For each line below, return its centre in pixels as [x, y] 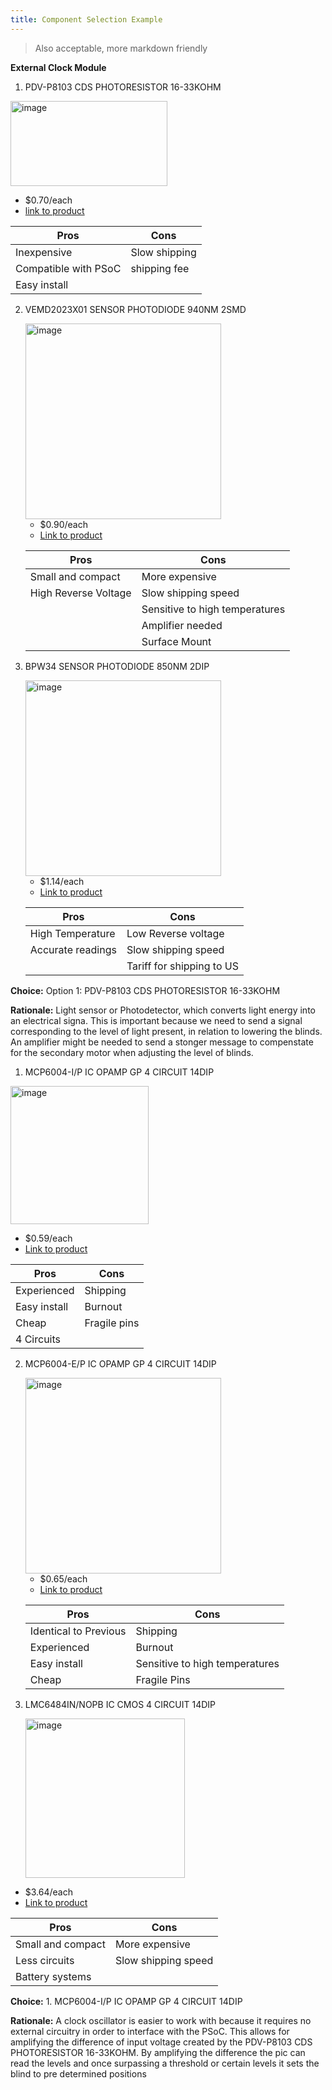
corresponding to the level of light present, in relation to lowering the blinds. [166, 1031]
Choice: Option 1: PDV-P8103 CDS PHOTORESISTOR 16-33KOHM [145, 990]
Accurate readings [73, 949]
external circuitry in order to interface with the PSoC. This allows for [150, 2031]
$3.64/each [48, 1892]
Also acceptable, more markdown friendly [121, 48]
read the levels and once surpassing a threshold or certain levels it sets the [165, 2063]
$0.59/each [48, 1238]
